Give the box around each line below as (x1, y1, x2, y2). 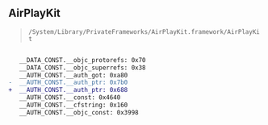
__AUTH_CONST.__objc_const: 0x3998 (19, 108, 139, 116)
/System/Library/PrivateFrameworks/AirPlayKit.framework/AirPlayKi (27, 27, 260, 35)
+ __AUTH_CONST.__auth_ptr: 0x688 (8, 86, 128, 94)
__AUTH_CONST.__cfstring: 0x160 (19, 101, 128, 110)
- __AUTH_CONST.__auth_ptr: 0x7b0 (8, 78, 128, 87)
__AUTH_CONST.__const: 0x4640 (19, 94, 121, 102)
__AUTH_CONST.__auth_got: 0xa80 (19, 71, 128, 79)
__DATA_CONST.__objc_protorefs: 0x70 (19, 56, 147, 64)
